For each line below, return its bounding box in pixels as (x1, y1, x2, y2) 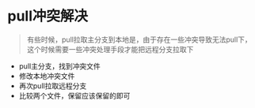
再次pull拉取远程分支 (18, 80, 87, 91)
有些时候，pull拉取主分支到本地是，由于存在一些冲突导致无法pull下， (26, 35, 253, 44)
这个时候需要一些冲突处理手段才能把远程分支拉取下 (26, 44, 194, 54)
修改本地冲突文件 (18, 71, 75, 80)
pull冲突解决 (7, 7, 89, 25)
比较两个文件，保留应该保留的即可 (18, 91, 131, 100)
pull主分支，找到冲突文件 (18, 61, 101, 71)
